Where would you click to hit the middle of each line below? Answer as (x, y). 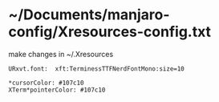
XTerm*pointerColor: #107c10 (57, 90)
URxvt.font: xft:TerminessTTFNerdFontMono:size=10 (96, 69)
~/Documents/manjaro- (89, 15)
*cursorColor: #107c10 (46, 83)
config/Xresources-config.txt (109, 32)
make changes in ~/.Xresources (61, 54)
